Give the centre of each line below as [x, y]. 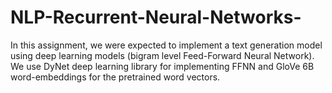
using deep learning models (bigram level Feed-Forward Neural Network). [162, 55]
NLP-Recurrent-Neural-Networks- [156, 17]
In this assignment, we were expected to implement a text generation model [166, 45]
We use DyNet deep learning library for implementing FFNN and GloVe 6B [162, 66]
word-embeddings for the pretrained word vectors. [115, 77]
